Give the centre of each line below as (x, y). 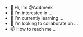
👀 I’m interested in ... (31, 13)
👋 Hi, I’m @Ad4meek (31, 8)
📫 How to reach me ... (33, 29)
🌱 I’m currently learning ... (37, 18)
